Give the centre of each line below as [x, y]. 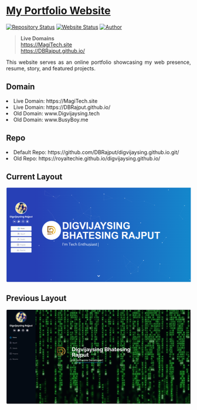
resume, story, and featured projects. [51, 68]
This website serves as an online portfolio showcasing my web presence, [98, 62]
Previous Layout [36, 298]
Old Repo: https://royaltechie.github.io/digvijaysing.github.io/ [87, 158]
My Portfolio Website [58, 11]
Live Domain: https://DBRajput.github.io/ [62, 107]
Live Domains [37, 38]
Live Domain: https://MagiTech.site [56, 101]
